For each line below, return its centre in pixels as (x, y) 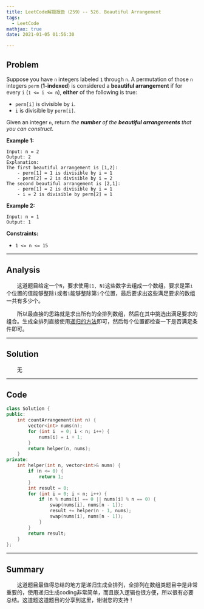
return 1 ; (51, 477)
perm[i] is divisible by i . (45, 104)
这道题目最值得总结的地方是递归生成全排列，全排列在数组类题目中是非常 (107, 585)
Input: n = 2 (23, 152)
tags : (13, 18)
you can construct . (30, 128)
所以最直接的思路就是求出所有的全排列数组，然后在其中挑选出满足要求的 (107, 314)
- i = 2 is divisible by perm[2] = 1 (65, 194)
